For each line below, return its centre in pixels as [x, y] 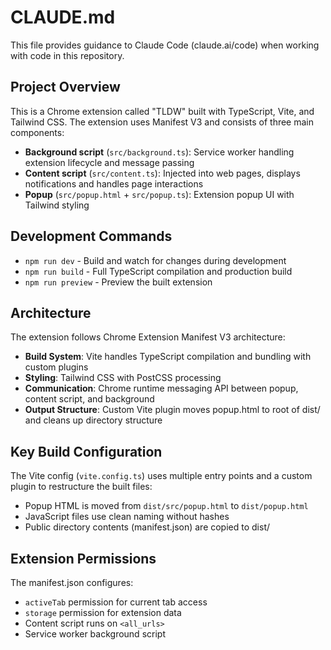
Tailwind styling [57, 205]
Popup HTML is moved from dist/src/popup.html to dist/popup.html [166, 506]
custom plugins [56, 367]
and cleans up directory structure [93, 420]
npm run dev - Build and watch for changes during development [155, 260]
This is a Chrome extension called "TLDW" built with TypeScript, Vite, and [162, 111]
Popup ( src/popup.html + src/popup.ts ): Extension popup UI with [159, 194]
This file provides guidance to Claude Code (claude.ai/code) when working [165, 45]
